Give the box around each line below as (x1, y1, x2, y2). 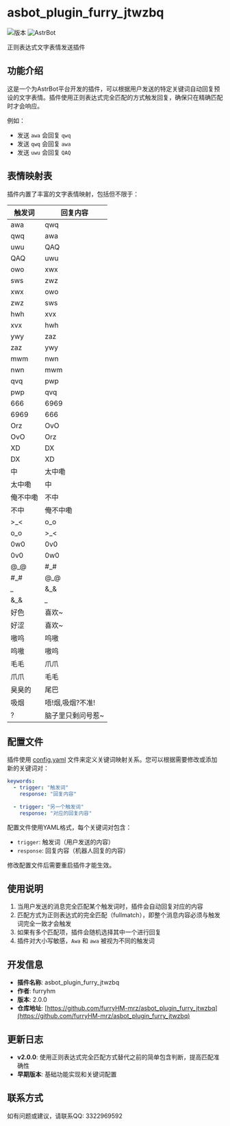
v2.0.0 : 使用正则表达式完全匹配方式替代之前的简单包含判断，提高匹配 (16, 1053, 214, 1061)
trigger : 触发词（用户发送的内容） (16, 837, 114, 846)
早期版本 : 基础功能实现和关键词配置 (16, 1070, 117, 1079)
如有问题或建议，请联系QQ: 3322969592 (7, 1112, 123, 1120)
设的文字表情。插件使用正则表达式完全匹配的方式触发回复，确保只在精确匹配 (7, 93, 223, 101)
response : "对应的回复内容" (19, 809, 92, 817)
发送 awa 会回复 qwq (16, 131, 71, 139)
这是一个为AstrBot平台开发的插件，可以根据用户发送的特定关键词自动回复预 (7, 85, 220, 93)
